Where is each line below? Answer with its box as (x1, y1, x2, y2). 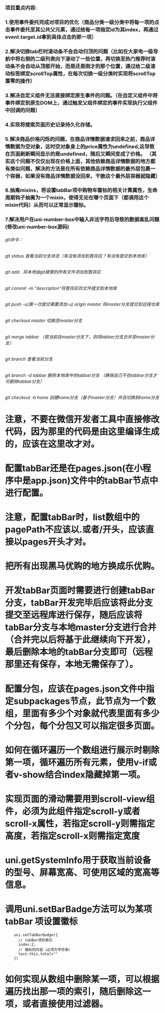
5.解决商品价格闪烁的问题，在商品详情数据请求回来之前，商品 (5, 135, 150, 142)
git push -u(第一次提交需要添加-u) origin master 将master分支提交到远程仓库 (5, 301, 160, 307)
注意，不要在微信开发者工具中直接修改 (5, 413, 160, 425)
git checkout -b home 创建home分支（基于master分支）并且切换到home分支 (5, 395, 160, 401)
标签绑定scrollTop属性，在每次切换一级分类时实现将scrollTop (10, 70, 156, 77)
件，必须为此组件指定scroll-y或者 (5, 806, 141, 817)
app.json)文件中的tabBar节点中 (31, 475, 158, 486)
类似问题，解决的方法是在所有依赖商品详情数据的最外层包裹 (10, 165, 151, 172)
